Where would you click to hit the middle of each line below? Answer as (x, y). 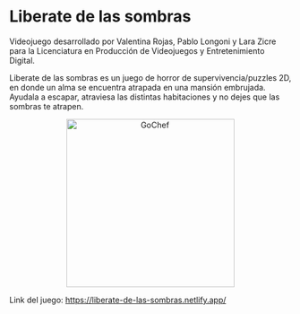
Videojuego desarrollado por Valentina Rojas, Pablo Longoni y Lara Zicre (143, 41)
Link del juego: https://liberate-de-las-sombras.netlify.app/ (118, 300)
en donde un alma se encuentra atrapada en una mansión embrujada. (137, 87)
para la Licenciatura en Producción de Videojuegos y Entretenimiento (137, 50)
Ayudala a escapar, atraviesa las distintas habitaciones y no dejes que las (145, 97)
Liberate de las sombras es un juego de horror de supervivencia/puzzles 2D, (150, 77)
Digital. (22, 60)
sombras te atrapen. (47, 106)
